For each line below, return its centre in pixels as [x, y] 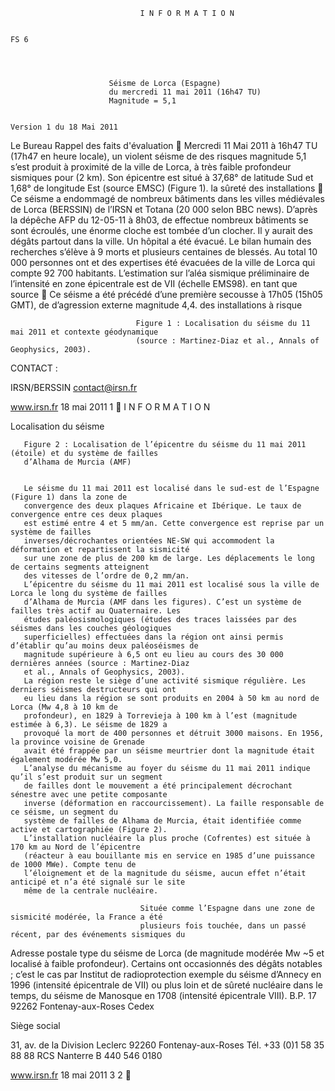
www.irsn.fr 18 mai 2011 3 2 [66, 1075]
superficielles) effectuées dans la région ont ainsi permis [153, 637]
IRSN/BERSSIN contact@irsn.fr [74, 387]
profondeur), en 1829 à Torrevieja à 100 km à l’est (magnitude [160, 716]
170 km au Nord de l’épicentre [75, 847]
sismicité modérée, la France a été [86, 917]
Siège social [35, 1025]
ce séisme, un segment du [64, 812]
